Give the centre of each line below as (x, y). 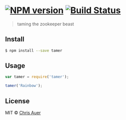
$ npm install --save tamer (34, 50)
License (17, 101)
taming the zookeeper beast (46, 24)
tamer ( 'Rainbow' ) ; (24, 86)
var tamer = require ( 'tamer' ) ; (37, 77)
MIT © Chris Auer (23, 113)
